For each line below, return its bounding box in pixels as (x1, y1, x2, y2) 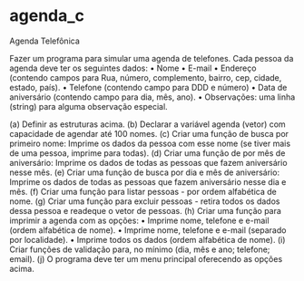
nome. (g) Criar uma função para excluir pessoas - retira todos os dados (9, 196, 280, 207)
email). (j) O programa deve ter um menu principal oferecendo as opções (9, 253, 283, 264)
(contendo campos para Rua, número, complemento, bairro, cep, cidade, (9, 72, 282, 82)
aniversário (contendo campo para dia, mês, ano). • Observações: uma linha (9, 92, 296, 102)
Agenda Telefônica (9, 35, 80, 46)
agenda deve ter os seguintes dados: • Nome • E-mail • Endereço (9, 63, 257, 73)
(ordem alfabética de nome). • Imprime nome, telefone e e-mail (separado (9, 224, 287, 236)
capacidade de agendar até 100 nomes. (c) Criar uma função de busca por (9, 128, 289, 139)
